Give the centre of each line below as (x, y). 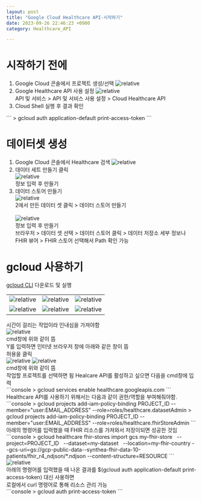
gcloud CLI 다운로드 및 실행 (39, 285)
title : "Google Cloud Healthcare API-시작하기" (65, 17)
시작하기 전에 (37, 65)
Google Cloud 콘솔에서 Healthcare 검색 (62, 162)
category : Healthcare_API (39, 29)
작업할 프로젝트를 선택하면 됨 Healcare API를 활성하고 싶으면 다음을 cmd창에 (97, 376)
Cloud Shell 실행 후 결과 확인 (49, 106)
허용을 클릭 (19, 354)
